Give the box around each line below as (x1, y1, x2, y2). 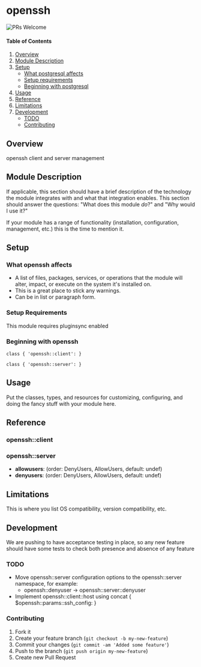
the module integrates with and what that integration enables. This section (6, 194, 190, 202)
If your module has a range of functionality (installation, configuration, (6, 219, 179, 226)
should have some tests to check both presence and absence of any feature (6, 545, 195, 553)
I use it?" (6, 207, 28, 214)
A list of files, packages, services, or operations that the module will (14, 275, 183, 282)
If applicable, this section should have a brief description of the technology (6, 188, 192, 195)
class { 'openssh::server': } (6, 362, 82, 368)
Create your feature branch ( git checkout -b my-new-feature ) (14, 634, 169, 642)
